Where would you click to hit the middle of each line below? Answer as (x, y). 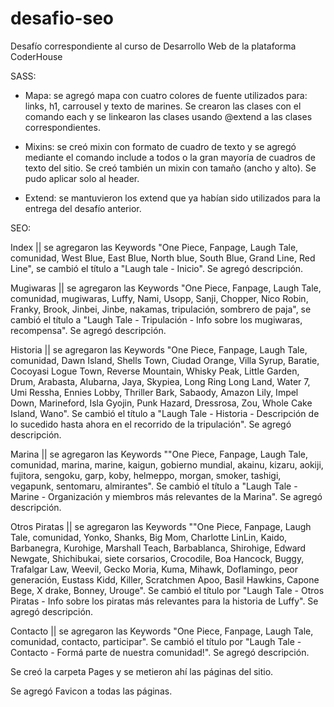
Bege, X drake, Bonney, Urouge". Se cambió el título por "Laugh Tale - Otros (167, 590)
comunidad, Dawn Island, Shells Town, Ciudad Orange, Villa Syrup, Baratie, (165, 360)
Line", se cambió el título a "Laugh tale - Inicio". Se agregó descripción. (157, 268)
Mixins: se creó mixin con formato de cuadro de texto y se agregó (160, 146)
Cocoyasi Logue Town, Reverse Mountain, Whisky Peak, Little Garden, (155, 371)
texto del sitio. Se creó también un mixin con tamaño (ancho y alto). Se (170, 168)
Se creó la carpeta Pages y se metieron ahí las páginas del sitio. (142, 671)
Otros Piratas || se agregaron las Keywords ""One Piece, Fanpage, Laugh (161, 526)
